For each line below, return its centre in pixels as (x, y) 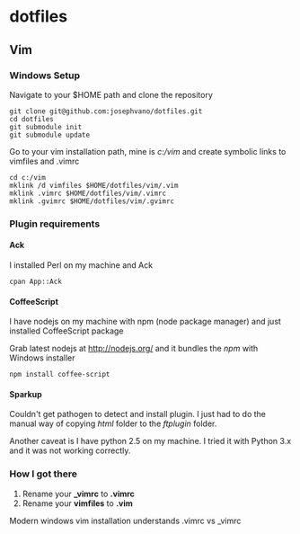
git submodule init (46, 127)
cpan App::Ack (36, 281)
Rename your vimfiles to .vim (77, 503)
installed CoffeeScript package (66, 331)
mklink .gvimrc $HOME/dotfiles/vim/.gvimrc (92, 201)
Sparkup (26, 394)
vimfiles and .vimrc (44, 161)
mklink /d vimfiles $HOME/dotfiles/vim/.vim (94, 185)
